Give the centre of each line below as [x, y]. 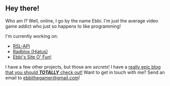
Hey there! [22, 8]
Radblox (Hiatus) [30, 51]
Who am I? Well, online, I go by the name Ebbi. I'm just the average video [82, 20]
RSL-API [21, 46]
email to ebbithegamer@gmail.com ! [43, 78]
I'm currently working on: [32, 36]
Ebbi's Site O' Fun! [32, 57]
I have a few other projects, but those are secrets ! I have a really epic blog [83, 67]
